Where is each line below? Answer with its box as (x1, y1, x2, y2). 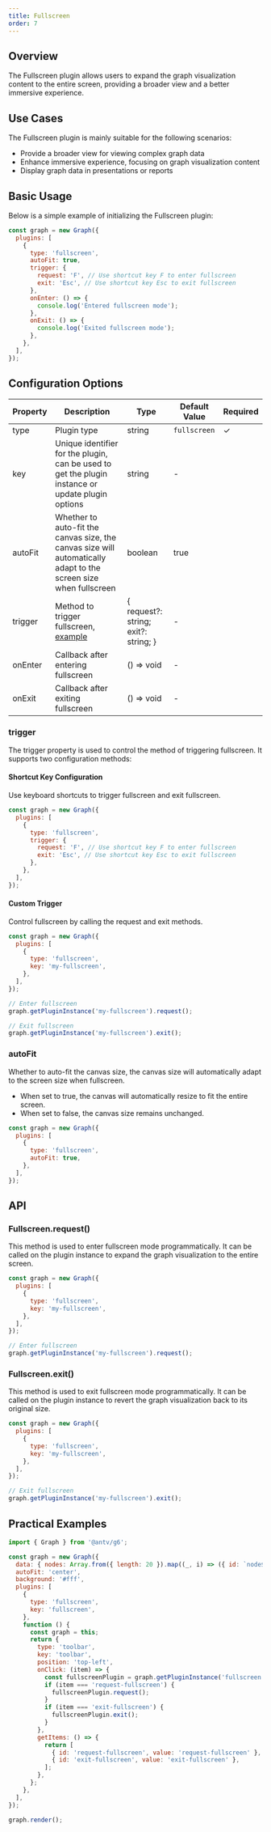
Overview (8, 49, 59, 63)
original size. (8, 1404, 51, 1414)
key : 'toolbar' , (37, 1651, 92, 1659)
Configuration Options (8, 377, 123, 391)
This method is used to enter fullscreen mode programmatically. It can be (8, 1241, 252, 1251)
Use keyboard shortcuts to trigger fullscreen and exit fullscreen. (8, 791, 221, 799)
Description (64, 405, 110, 417)
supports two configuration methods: (8, 753, 132, 763)
